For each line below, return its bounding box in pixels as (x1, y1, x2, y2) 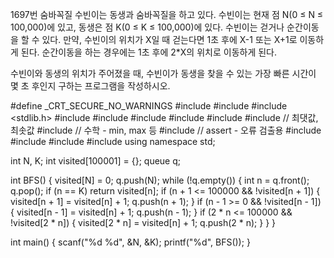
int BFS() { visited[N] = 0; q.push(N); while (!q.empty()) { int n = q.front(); (10, 174, 310, 186)
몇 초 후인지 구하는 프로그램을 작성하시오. (10, 80, 171, 92)
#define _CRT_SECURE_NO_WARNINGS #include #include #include (10, 100, 288, 112)
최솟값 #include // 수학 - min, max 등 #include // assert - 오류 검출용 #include (10, 124, 322, 136)
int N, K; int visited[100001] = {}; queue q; (10, 155, 182, 167)
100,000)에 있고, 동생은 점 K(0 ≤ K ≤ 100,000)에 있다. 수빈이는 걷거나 (10, 21, 285, 33)
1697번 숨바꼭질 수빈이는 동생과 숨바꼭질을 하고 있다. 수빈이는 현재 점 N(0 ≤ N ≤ (10, 9, 324, 20)
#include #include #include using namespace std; (10, 136, 216, 147)
